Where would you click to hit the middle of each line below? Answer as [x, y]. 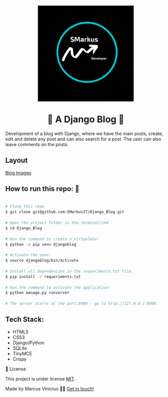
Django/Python [28, 342]
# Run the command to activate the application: [58, 287]
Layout [17, 161]
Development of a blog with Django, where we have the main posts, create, [84, 133]
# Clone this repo [25, 207]
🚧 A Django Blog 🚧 [86, 119]
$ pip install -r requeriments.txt [43, 276]
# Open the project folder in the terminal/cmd [57, 223]
